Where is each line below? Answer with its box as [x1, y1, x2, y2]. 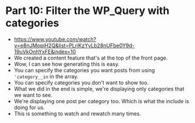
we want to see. [13, 92, 53, 99]
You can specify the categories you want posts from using [13, 66, 155, 73]
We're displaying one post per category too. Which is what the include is [13, 97, 190, 104]
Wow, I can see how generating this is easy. [13, 60, 119, 68]
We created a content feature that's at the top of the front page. [13, 54, 168, 61]
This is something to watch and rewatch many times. [13, 110, 141, 117]
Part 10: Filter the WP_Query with [5, 4, 170, 17]
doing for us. [13, 104, 45, 111]
